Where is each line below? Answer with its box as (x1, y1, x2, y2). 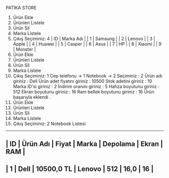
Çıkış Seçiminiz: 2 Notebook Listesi (13, 120, 86, 126)
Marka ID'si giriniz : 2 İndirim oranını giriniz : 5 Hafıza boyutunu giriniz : (13, 83, 159, 89)
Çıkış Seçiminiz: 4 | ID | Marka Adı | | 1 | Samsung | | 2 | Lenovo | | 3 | (13, 35, 155, 41)
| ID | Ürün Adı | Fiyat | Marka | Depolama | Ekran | (6, 140, 163, 148)
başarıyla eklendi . (13, 94, 51, 100)
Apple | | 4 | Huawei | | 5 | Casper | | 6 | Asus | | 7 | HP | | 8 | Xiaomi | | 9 (13, 41, 162, 47)
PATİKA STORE (6, 5, 37, 10)
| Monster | (13, 46, 36, 52)
